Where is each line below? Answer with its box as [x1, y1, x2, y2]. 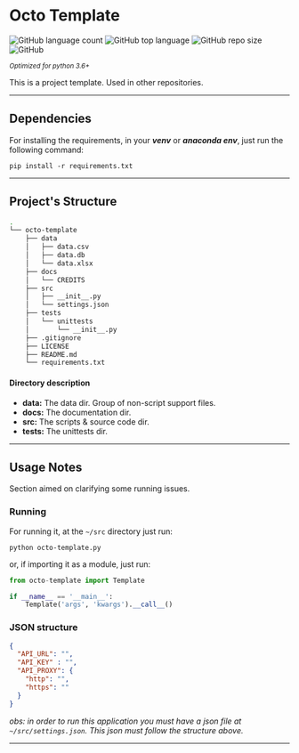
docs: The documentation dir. [21, 407, 132, 417]
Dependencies [9, 111, 92, 126]
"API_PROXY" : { [17, 667, 74, 676]
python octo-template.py [9, 543, 101, 552]
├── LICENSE [25, 342, 69, 351]
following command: [9, 144, 85, 155]
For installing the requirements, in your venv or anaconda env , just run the [9, 134, 284, 145]
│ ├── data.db [25, 251, 86, 260]
